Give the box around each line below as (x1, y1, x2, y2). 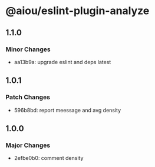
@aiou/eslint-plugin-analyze (5, 4, 150, 18)
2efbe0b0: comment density (14, 155, 84, 162)
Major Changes (5, 141, 51, 149)
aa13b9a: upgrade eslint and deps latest (14, 58, 111, 65)
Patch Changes (5, 93, 51, 101)
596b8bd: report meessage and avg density (14, 106, 121, 113)
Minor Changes (5, 45, 51, 54)
